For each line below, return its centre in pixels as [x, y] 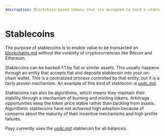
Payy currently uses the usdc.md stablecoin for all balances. [66, 128]
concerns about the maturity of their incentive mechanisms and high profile [82, 113]
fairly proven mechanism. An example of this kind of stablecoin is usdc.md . [81, 83]
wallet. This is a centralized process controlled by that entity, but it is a [88, 78]
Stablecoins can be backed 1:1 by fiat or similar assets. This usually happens [82, 67]
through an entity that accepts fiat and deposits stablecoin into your [74, 73]
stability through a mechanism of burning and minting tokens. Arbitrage [77, 98]
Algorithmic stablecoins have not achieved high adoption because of [74, 108]
